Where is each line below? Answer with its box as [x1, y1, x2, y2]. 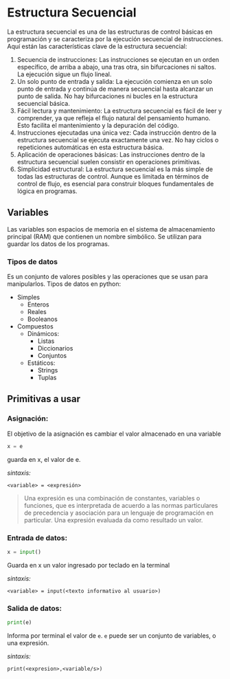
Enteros [27, 300, 49, 309]
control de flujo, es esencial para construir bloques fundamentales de [16, 179, 214, 188]
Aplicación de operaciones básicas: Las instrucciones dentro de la [16, 150, 205, 159]
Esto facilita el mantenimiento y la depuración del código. [16, 121, 179, 129]
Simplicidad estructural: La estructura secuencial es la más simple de [16, 165, 214, 173]
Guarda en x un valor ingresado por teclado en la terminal [7, 561, 170, 569]
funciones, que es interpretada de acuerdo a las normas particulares [23, 501, 218, 509]
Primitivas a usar [7, 393, 81, 405]
